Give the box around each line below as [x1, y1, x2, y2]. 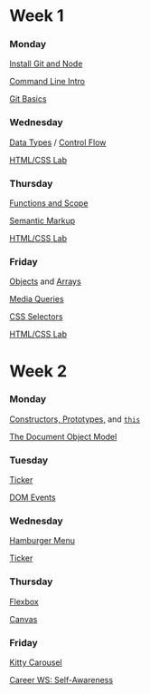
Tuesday [9, 454, 49, 466]
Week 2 [9, 360, 68, 381]
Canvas [9, 613, 38, 624]
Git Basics [9, 93, 47, 104]
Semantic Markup [9, 215, 75, 227]
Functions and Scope [9, 198, 89, 209]
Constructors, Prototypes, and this [9, 414, 141, 425]
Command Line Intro [9, 76, 86, 87]
